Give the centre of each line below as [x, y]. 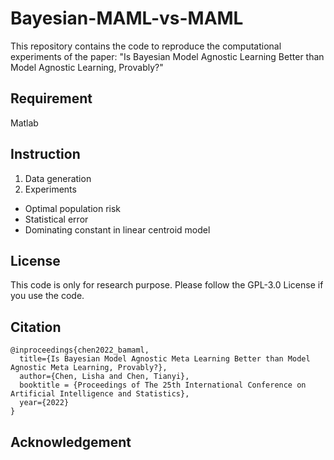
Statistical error [56, 219]
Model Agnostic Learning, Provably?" [87, 67]
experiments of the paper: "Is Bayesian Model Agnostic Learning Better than [167, 56]
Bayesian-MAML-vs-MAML [127, 18]
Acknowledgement [71, 442]
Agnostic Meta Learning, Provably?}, [89, 368]
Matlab [24, 123]
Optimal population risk [73, 208]
